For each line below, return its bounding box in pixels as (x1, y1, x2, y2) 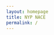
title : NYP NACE (6, 14, 46, 20)
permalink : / (6, 20, 38, 26)
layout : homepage (6, 8, 49, 15)
